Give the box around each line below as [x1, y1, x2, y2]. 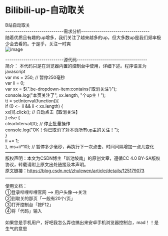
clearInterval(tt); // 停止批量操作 [5, 120, 70, 126]
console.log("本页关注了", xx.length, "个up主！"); [5, 92, 106, 98]
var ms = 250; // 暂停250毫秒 [5, 74, 65, 80]
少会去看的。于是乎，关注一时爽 [5, 40, 71, 46]
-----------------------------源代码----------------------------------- [5, 56, 147, 62]
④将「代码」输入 [5, 208, 42, 214]
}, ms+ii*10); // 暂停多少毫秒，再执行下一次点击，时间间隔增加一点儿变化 [5, 143, 154, 150]
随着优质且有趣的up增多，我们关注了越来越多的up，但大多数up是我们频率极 [5, 34, 161, 40]
